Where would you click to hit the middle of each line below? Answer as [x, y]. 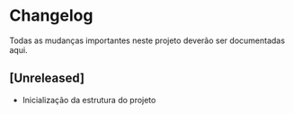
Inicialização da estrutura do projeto [89, 100]
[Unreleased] [47, 79]
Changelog [51, 16]
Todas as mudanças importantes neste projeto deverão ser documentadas [147, 40]
